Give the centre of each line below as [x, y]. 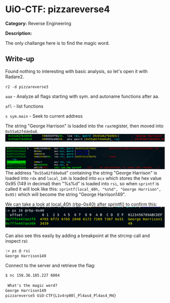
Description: [18, 33]
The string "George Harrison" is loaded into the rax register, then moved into [84, 126]
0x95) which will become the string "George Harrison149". [66, 194]
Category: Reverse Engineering [38, 23]
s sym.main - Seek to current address [44, 116]
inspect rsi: [17, 241]
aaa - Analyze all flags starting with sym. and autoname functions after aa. [82, 96]
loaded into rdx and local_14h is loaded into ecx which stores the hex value [83, 178]
